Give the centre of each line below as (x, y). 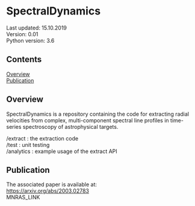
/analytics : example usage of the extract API (62, 151)
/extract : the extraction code (42, 138)
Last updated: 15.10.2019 (37, 28)
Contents (24, 59)
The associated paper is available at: (52, 184)
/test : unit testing (28, 145)
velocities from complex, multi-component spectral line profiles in (88, 120)
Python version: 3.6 (30, 40)
